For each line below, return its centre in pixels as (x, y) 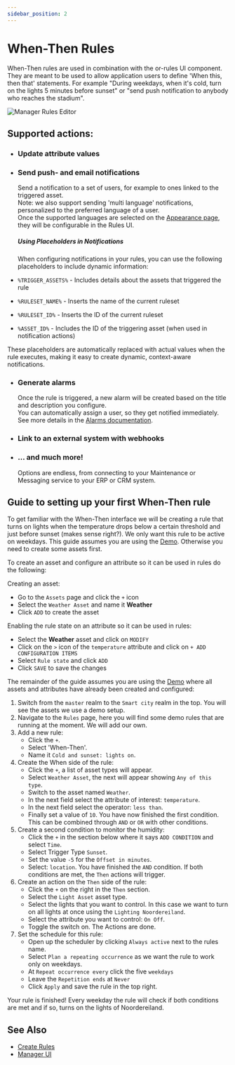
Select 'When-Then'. (58, 748)
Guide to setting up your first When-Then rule (109, 502)
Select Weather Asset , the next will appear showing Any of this (120, 777)
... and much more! (50, 458)
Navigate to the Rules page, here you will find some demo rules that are (121, 718)
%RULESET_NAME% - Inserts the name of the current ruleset (99, 301)
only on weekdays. (55, 964)
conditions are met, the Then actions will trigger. (97, 874)
